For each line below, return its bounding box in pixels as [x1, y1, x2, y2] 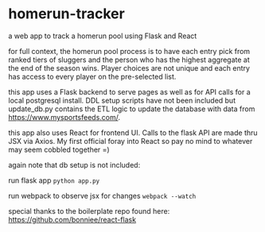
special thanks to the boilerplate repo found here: [8, 206, 170, 215]
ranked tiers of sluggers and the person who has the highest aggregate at [8, 55, 251, 64]
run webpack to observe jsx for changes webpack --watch [8, 191, 197, 200]
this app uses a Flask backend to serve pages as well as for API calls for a [8, 87, 251, 96]
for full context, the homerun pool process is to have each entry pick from [8, 46, 251, 56]
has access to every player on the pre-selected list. [8, 72, 177, 81]
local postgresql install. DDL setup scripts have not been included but [8, 95, 236, 105]
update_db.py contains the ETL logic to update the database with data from [8, 104, 255, 114]
